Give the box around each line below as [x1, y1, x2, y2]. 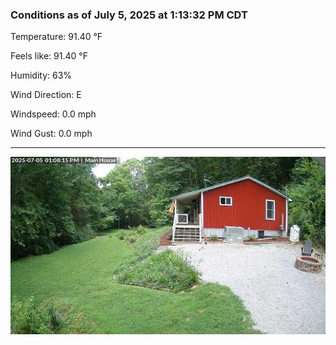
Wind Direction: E [10, 89, 82, 101]
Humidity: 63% [10, 69, 73, 82]
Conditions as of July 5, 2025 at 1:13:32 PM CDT [10, 8, 248, 22]
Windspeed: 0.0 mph [10, 108, 97, 120]
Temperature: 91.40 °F [10, 31, 103, 43]
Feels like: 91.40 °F [10, 50, 88, 62]
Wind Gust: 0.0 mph [10, 128, 93, 140]
